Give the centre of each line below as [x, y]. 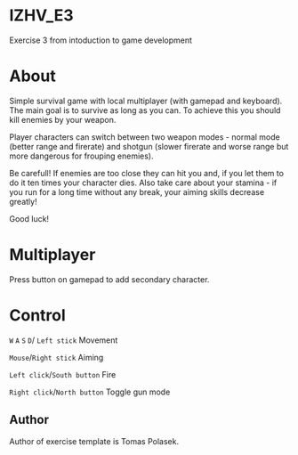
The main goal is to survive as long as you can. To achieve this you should [145, 110]
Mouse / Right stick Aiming [56, 357]
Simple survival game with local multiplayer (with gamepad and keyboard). [146, 101]
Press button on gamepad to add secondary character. [109, 279]
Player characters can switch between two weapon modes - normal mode [145, 137]
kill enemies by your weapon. [63, 119]
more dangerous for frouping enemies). [81, 156]
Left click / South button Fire [63, 374]
